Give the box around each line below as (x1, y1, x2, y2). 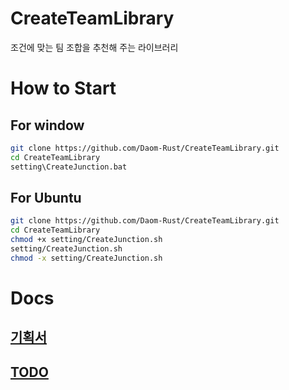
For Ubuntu (10, 189, 82, 206)
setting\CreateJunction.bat (10, 162, 128, 172)
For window (10, 117, 85, 134)
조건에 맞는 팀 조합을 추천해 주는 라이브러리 (10, 41, 179, 53)
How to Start (10, 77, 117, 100)
